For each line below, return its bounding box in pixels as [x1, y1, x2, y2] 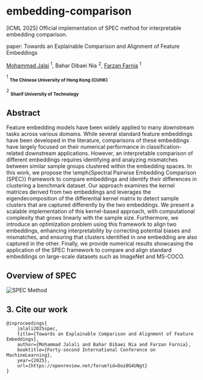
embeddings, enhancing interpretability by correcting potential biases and [6, 227, 191, 234]
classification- [146, 143, 182, 151]
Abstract [6, 107, 41, 118]
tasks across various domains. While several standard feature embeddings [6, 131, 193, 138]
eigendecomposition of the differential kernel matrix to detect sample [6, 195, 179, 202]
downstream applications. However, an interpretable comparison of [25, 150, 193, 157]
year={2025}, [17, 357, 50, 364]
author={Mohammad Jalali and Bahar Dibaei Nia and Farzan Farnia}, [17, 341, 191, 347]
